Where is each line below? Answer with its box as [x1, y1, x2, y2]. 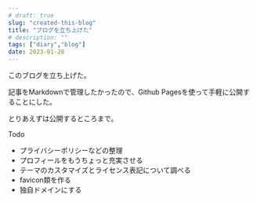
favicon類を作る [19, 175, 72, 185]
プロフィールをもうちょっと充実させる [19, 156, 143, 165]
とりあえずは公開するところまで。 [8, 114, 118, 123]
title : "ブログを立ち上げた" [8, 26, 92, 34]
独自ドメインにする [19, 185, 82, 194]
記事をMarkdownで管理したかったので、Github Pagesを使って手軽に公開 [8, 87, 243, 97]
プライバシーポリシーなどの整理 [19, 146, 123, 155]
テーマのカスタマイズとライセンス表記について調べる [19, 166, 191, 174]
